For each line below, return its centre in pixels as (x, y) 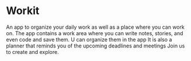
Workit (23, 11)
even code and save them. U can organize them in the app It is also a (89, 39)
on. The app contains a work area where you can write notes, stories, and (95, 33)
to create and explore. (33, 52)
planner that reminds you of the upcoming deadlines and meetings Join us (95, 46)
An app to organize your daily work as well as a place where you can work (95, 27)
